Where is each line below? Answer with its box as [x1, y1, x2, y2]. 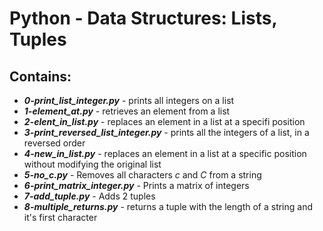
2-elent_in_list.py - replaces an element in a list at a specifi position [23, 116, 306, 127]
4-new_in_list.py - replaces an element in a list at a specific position [23, 148, 307, 159]
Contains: [9, 68, 72, 85]
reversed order [23, 137, 86, 149]
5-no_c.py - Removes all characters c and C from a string [23, 169, 262, 181]
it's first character [23, 212, 98, 223]
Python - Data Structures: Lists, [9, 7, 277, 30]
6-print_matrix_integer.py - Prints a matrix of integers [23, 180, 250, 191]
